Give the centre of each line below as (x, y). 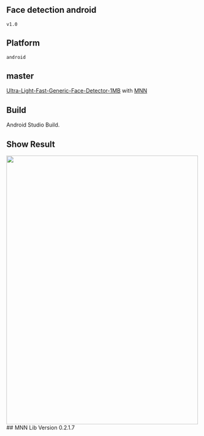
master (20, 76)
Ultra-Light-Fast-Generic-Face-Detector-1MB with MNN (77, 91)
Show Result (31, 144)
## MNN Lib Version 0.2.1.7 (41, 428)
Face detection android (51, 10)
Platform (23, 43)
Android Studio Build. (33, 125)
